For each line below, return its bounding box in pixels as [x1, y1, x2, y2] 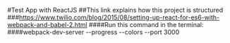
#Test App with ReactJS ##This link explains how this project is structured [7, 6, 224, 14]
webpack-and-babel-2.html [7, 21, 87, 28]
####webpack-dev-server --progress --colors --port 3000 [7, 28, 180, 36]
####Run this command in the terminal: [88, 21, 204, 28]
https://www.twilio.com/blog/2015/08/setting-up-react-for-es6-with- [18, 13, 220, 21]
